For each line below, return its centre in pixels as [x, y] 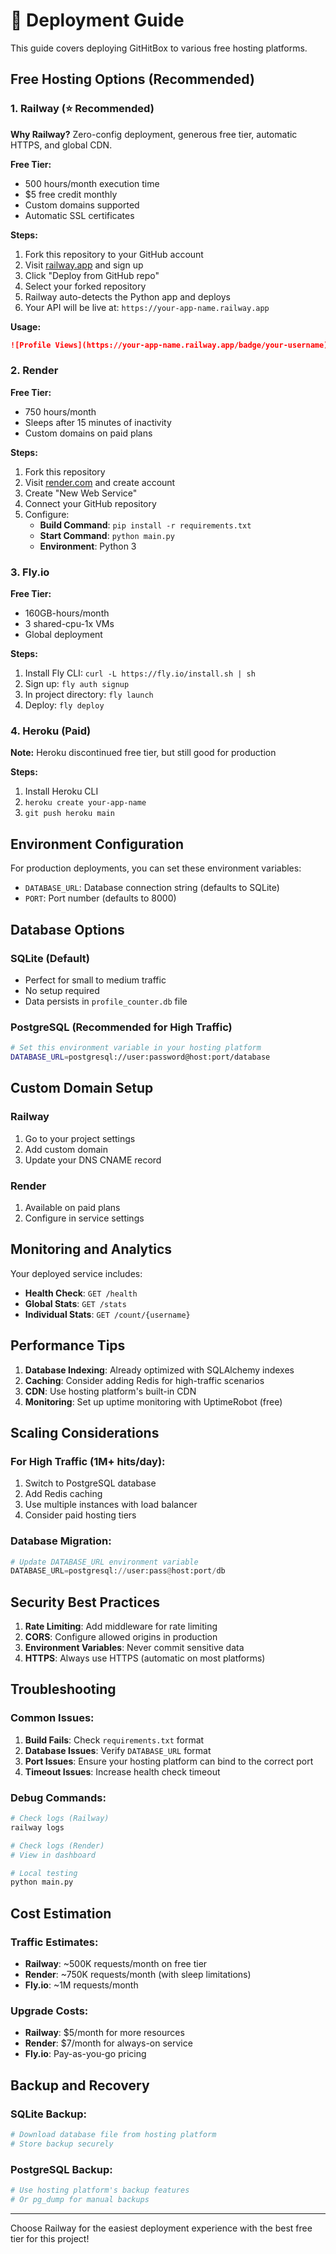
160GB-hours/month [67, 613]
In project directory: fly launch [89, 695]
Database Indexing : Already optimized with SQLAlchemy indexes [159, 1370]
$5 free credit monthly [71, 194]
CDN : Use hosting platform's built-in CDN [110, 1391]
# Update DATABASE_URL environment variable [104, 1562]
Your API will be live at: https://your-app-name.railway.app [147, 307]
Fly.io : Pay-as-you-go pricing [85, 2054]
